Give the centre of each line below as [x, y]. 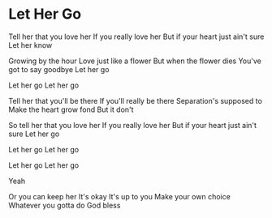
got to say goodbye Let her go [59, 69]
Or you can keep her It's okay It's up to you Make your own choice [120, 196]
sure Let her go [34, 134]
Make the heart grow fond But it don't [71, 109]
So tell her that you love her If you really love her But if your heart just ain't [133, 125]
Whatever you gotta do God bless [65, 205]
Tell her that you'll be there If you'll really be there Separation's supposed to [135, 100]
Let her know [30, 45]
